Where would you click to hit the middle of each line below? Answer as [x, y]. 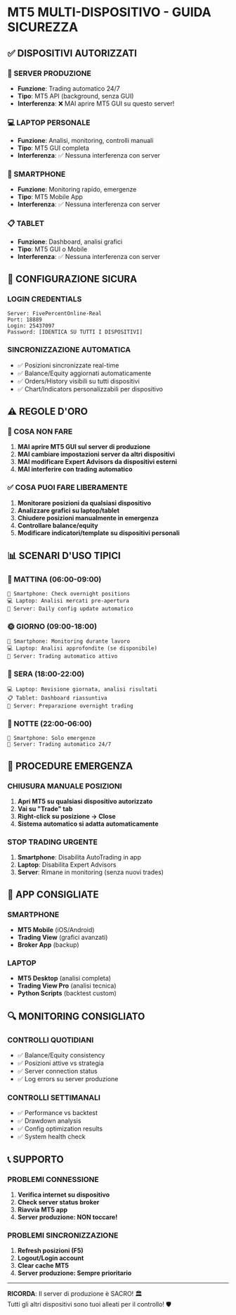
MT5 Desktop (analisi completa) [64, 979]
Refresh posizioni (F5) [51, 1251]
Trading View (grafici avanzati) [63, 937]
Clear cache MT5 [43, 1266]
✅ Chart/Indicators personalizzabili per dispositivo [90, 389]
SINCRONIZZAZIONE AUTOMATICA [69, 350]
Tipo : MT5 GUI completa [53, 148]
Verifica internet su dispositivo [64, 1195]
